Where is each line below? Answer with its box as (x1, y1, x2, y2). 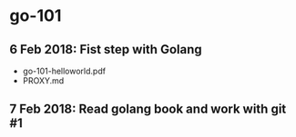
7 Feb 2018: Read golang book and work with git (9, 102, 287, 117)
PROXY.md (22, 75, 65, 86)
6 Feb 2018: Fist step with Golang (9, 42, 202, 57)
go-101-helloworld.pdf (22, 65, 107, 76)
